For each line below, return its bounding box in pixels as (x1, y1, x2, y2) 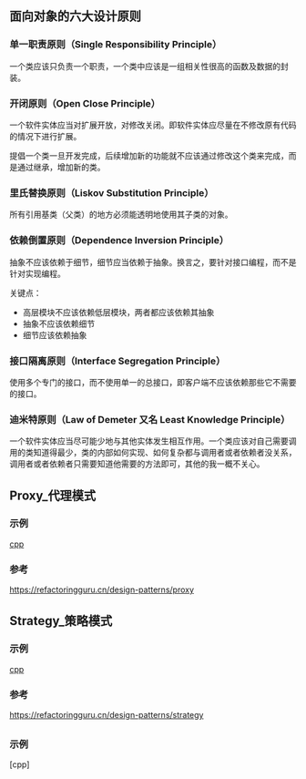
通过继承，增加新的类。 (16, 161, 106, 172)
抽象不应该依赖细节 (22, 318, 96, 329)
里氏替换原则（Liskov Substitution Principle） (9, 186, 214, 199)
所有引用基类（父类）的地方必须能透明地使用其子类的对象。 (9, 209, 233, 220)
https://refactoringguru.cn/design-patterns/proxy (9, 584, 194, 595)
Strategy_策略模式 (9, 613, 113, 629)
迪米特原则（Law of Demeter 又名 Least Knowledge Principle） (9, 413, 291, 425)
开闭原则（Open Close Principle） (9, 97, 161, 109)
